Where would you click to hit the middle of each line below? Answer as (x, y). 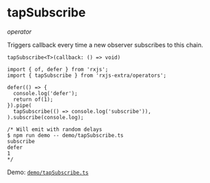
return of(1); (33, 99)
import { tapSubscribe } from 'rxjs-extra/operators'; (87, 75)
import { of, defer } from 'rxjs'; (58, 69)
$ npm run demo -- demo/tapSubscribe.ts (66, 135)
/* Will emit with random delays (55, 129)
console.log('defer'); (45, 93)
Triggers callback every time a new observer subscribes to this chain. (105, 45)
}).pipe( (19, 105)
